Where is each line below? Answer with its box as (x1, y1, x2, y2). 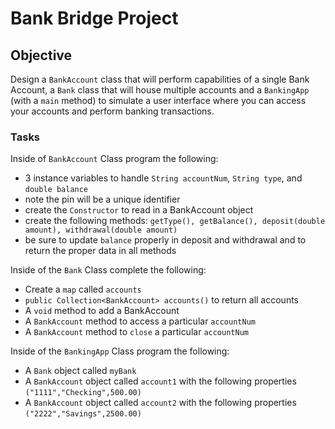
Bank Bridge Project (10, 7, 179, 30)
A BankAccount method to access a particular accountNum (24, 315, 256, 327)
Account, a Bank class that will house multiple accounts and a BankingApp (10, 84, 310, 96)
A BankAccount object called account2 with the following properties (24, 397, 297, 409)
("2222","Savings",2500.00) (24, 409, 142, 419)
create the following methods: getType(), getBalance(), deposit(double (24, 215, 326, 227)
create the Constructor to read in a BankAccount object (24, 204, 254, 216)
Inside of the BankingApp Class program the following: (10, 345, 230, 357)
